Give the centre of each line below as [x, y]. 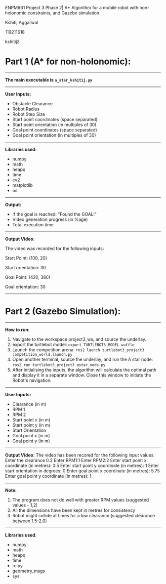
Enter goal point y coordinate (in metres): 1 [48, 476]
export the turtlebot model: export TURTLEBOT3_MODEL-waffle [73, 344]
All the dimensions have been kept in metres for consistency [74, 510]
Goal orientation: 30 [25, 287]
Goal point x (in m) [31, 435]
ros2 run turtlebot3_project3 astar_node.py [59, 365]
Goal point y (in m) [31, 441]
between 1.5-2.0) [30, 521]
